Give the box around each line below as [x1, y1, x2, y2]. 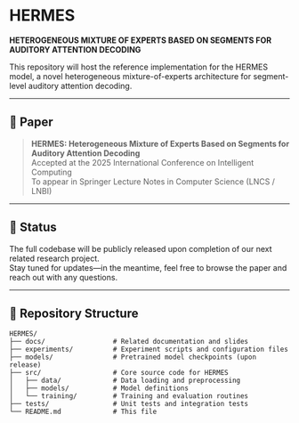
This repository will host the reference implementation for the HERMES [9, 61, 269, 72]
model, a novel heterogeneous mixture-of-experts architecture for [9, 70, 252, 81]
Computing [30, 167, 73, 177]
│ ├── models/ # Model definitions [9, 384, 190, 393]
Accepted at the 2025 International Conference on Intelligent [30, 157, 255, 167]
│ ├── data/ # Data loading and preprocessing [9, 376, 241, 386]
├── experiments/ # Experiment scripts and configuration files [9, 345, 289, 354]
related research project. [9, 253, 100, 264]
